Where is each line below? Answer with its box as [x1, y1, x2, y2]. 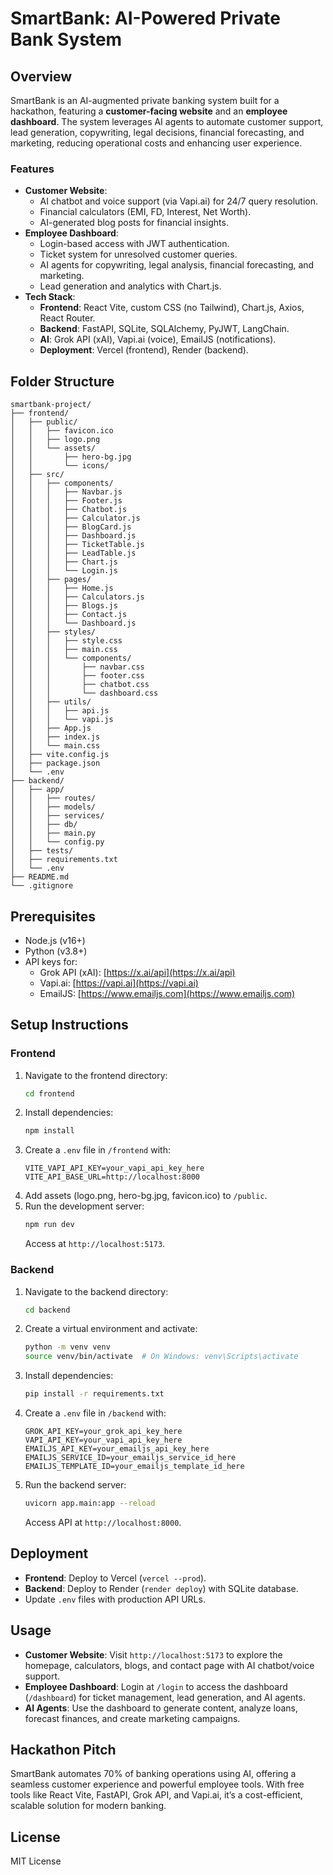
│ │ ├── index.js [10, 732, 101, 742]
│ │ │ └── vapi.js [10, 715, 114, 725]
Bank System [10, 28, 123, 51]
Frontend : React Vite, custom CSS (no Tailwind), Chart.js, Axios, [39, 302, 305, 314]
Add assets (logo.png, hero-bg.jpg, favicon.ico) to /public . [24, 1190, 268, 1202]
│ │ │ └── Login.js [10, 566, 118, 576]
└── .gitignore [10, 881, 74, 891]
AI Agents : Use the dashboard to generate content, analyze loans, [24, 1702, 299, 1714]
